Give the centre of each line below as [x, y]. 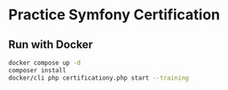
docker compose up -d [45, 63]
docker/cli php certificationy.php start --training [99, 78]
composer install [37, 70]
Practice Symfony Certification [114, 15]
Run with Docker [51, 45]
